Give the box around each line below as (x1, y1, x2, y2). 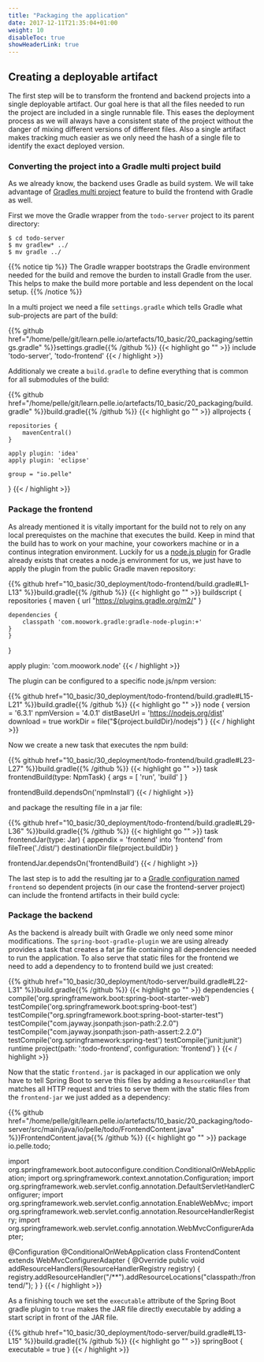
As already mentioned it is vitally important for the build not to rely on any (8, 522, 247, 531)
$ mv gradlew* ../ (8, 241, 69, 249)
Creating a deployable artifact (8, 70, 158, 84)
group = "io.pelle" (8, 471, 73, 478)
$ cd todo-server (8, 234, 65, 243)
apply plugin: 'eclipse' (8, 456, 90, 465)
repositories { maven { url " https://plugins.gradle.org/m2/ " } (8, 596, 203, 605)
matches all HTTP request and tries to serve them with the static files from (8, 1084, 250, 1093)
